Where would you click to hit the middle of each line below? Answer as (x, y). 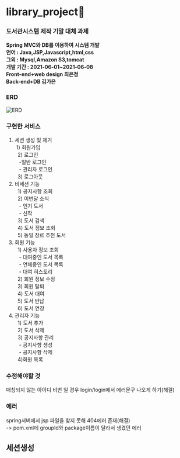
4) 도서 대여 (31, 294)
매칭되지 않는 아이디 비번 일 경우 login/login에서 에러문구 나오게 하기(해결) (90, 390)
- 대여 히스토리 (36, 272)
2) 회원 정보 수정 (36, 279)
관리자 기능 (27, 316)
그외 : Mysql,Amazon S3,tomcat (45, 60)
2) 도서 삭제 (31, 330)
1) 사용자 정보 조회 (38, 250)
